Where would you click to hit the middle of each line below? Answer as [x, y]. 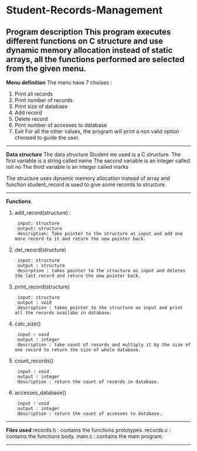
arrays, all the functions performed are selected [95, 59]
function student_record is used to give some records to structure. [86, 184]
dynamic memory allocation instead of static [89, 50]
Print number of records [44, 100]
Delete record [31, 119]
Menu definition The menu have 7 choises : [59, 82]
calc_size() [28, 324]
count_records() [34, 361]
